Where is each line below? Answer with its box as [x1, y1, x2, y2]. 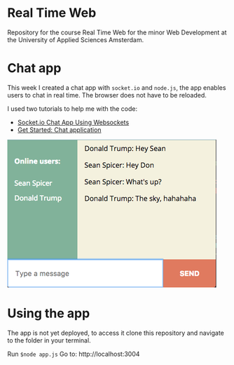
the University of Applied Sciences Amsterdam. [7, 35, 144, 44]
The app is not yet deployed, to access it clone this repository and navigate [7, 328, 224, 337]
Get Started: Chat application [17, 125, 102, 134]
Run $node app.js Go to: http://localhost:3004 [7, 350, 140, 358]
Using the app [7, 305, 90, 321]
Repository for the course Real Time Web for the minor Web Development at [7, 28, 227, 36]
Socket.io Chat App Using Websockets [17, 118, 130, 126]
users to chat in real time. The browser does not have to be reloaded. [7, 91, 207, 99]
